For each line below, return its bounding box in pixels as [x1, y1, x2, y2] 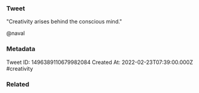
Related [6, 80, 30, 88]
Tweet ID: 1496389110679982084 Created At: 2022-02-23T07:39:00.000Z [6, 59, 194, 66]
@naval [6, 30, 25, 37]
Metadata [6, 45, 35, 53]
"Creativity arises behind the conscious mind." [6, 18, 123, 25]
